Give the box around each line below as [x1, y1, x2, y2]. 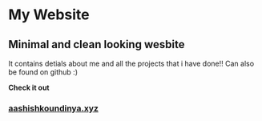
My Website [8, 6, 90, 24]
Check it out [8, 83, 50, 92]
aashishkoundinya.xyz [8, 103, 99, 114]
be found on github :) [8, 67, 79, 77]
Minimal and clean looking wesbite [8, 38, 185, 51]
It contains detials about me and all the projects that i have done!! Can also [8, 58, 255, 68]
